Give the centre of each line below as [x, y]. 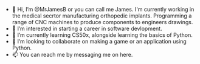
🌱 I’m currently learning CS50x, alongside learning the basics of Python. [102, 35]
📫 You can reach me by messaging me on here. [72, 55]
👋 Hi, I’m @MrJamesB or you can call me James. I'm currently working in [103, 9]
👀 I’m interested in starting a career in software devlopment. [87, 28]
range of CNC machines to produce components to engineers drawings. [102, 22]
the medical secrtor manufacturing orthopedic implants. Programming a [102, 16]
